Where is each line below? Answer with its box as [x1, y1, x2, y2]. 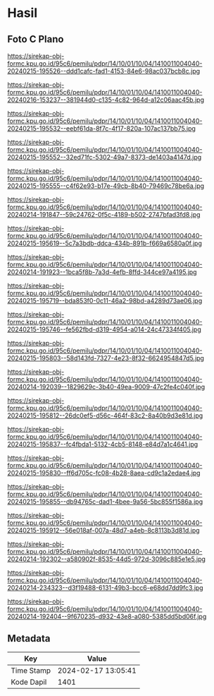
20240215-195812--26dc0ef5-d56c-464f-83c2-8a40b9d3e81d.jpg [7, 411, 203, 420]
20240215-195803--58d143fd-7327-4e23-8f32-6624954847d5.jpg [7, 354, 204, 362]
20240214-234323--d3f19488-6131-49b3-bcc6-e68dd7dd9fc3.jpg [7, 584, 203, 591]
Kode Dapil [11, 677, 47, 687]
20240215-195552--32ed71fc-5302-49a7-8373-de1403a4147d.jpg [7, 153, 202, 161]
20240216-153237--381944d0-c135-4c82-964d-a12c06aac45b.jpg [7, 95, 205, 104]
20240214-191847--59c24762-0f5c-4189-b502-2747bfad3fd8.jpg [7, 211, 201, 218]
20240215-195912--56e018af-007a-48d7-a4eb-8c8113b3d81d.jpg [7, 526, 200, 534]
